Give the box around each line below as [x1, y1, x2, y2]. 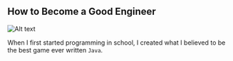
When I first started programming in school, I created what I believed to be [7, 38, 226, 47]
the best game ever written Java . [7, 45, 103, 54]
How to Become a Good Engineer [7, 6, 157, 18]
